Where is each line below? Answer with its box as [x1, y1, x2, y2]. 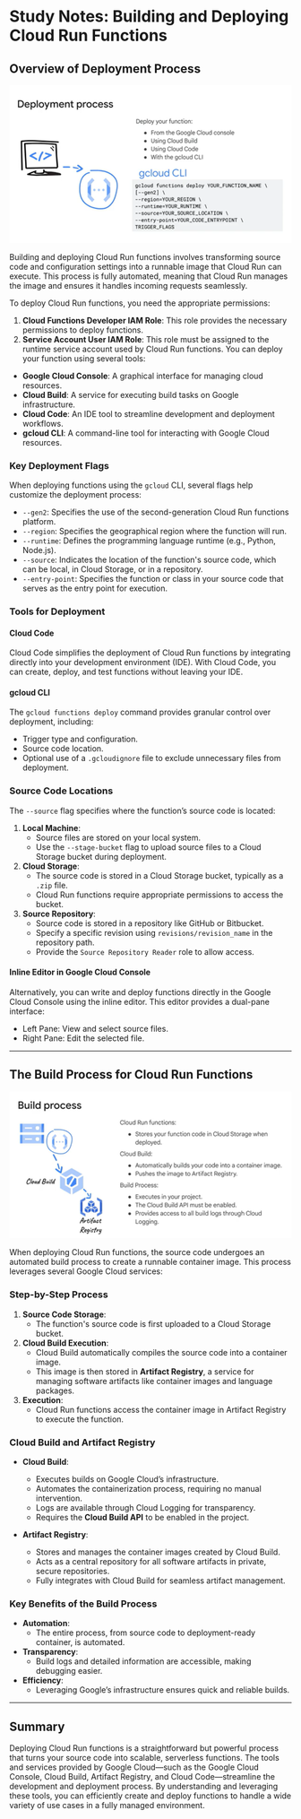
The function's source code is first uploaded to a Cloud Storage [35, 1318, 271, 1329]
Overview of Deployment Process [9, 61, 202, 76]
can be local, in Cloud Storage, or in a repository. [21, 564, 203, 575]
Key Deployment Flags [9, 459, 109, 472]
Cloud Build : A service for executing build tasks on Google [21, 389, 239, 400]
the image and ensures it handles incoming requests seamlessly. [9, 280, 248, 290]
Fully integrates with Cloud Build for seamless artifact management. [35, 1575, 286, 1586]
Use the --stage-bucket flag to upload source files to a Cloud [35, 841, 262, 853]
